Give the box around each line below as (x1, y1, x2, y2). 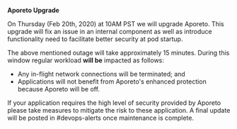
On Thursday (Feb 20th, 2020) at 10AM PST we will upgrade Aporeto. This (7, 20, 224, 28)
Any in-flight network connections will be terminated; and (17, 70, 185, 78)
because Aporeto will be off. (17, 85, 100, 93)
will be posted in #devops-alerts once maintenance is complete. (7, 113, 195, 122)
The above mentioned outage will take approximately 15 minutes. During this (7, 49, 230, 57)
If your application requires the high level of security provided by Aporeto (7, 99, 221, 107)
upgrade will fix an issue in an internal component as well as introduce (7, 28, 212, 35)
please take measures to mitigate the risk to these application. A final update (7, 106, 231, 114)
